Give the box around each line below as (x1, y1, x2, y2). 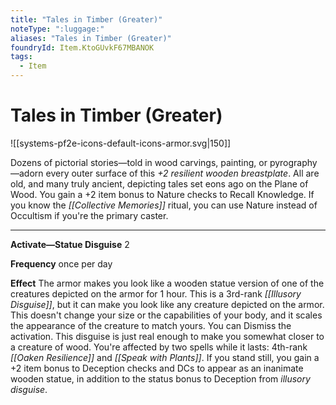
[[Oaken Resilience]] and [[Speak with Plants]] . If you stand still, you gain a (10, 351, 320, 363)
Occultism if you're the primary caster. (10, 209, 169, 221)
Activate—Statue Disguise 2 (10, 238, 130, 250)
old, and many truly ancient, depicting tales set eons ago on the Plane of (10, 177, 309, 190)
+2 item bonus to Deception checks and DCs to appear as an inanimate (10, 362, 304, 374)
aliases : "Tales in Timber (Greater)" (10, 33, 172, 43)
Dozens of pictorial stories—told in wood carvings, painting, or (10, 156, 268, 168)
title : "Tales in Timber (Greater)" (10, 14, 163, 25)
